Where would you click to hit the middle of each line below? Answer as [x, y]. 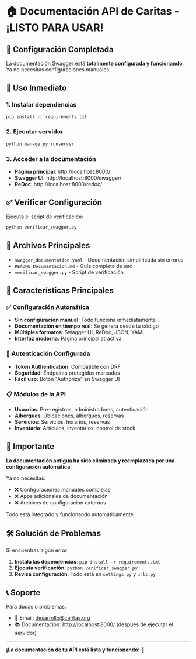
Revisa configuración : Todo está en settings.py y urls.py [85, 574]
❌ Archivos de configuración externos [60, 502]
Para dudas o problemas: [36, 607]
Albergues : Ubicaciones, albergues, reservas [69, 416]
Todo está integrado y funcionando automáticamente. [71, 514]
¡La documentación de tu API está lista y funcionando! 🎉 [75, 650]
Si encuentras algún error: [37, 550]
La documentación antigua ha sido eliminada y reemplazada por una [90, 461]
